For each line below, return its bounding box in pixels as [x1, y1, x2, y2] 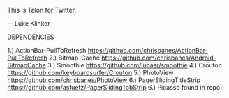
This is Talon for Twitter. [7, 6, 77, 14]
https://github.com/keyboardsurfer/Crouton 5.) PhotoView [7, 69, 174, 76]
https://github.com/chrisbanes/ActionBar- [87, 47, 208, 54]
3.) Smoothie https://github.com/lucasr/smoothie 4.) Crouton [47, 61, 222, 69]
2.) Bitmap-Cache [48, 54, 100, 62]
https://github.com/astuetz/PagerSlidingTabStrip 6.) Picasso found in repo [7, 83, 221, 91]
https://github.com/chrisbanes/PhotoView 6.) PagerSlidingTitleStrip [7, 76, 201, 84]
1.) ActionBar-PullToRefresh [7, 47, 87, 54]
